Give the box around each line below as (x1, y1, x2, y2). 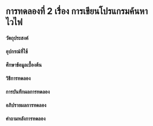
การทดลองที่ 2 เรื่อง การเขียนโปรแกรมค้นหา (5, 5, 148, 17)
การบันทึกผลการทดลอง (5, 88, 50, 95)
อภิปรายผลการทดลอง (5, 101, 46, 108)
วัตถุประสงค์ (5, 34, 29, 41)
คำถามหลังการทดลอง (5, 115, 45, 122)
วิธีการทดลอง (5, 74, 31, 81)
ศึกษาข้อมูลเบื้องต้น (5, 61, 42, 68)
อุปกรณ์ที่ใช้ (5, 48, 28, 55)
